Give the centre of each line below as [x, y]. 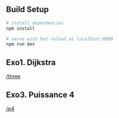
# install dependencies [35, 23]
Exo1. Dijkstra [31, 62]
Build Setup [27, 10]
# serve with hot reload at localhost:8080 [60, 39]
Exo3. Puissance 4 [40, 94]
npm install [20, 28]
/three [13, 76]
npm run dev [20, 44]
